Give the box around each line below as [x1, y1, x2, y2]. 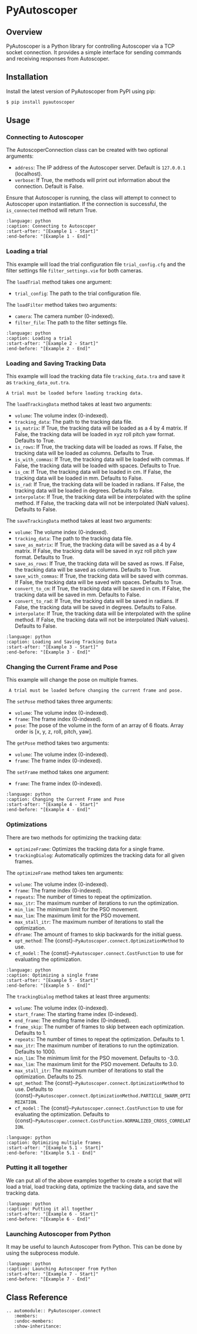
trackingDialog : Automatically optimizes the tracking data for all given [14, 851, 185, 858]
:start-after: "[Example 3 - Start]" [6, 644, 99, 650]
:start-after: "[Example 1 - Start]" [6, 228, 99, 234]
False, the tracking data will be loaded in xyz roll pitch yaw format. [14, 430, 175, 437]
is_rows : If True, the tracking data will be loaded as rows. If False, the [14, 443, 183, 450]
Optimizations [6, 821, 48, 829]
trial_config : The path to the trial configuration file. [14, 290, 141, 297]
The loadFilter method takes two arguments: [6, 301, 118, 308]
